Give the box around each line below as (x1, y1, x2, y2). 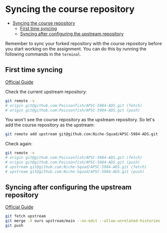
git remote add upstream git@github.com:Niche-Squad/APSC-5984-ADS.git (5, 132, 158, 137)
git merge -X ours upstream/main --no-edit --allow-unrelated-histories (5, 218, 160, 223)
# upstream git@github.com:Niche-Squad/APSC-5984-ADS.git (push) (5, 169, 144, 174)
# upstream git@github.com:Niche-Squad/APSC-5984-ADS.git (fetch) (5, 164, 147, 169)
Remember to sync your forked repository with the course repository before (5, 40, 162, 46)
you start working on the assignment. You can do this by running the (5, 46, 146, 52)
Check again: (5, 141, 33, 147)
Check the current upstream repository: (5, 89, 87, 95)
